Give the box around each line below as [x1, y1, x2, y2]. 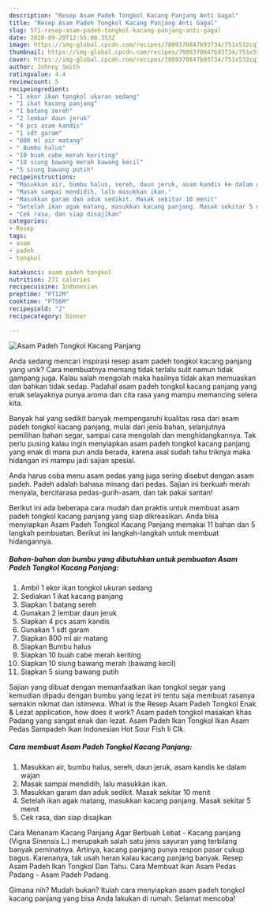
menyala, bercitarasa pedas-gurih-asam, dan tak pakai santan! [9, 487, 213, 497]
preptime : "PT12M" [9, 290, 69, 299]
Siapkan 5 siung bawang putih [20, 667, 119, 676]
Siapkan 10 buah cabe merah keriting [20, 649, 141, 660]
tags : [9, 232, 27, 240]
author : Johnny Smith [9, 63, 81, 71]
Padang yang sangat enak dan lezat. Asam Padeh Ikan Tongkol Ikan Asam [9, 716, 249, 725]
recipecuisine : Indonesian [9, 283, 98, 291]
